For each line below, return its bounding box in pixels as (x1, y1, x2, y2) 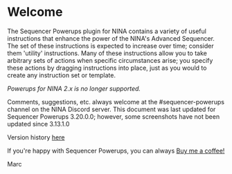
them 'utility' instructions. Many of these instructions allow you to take (7, 49, 208, 57)
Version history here (7, 133, 65, 142)
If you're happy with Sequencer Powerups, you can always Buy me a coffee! (7, 146, 225, 155)
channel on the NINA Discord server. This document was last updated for (7, 105, 216, 113)
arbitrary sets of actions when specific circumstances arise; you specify (7, 56, 213, 64)
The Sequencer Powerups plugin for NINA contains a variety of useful (7, 27, 206, 35)
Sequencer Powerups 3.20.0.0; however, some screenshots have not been (7, 112, 220, 121)
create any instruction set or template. (7, 70, 116, 79)
